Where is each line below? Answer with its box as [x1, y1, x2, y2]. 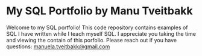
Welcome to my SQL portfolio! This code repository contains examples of [6, 24, 188, 31]
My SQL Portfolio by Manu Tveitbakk [6, 4, 193, 18]
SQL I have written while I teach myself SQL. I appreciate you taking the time [6, 30, 196, 37]
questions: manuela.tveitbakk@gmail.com [6, 43, 110, 50]
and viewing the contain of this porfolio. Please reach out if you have [6, 36, 177, 43]
